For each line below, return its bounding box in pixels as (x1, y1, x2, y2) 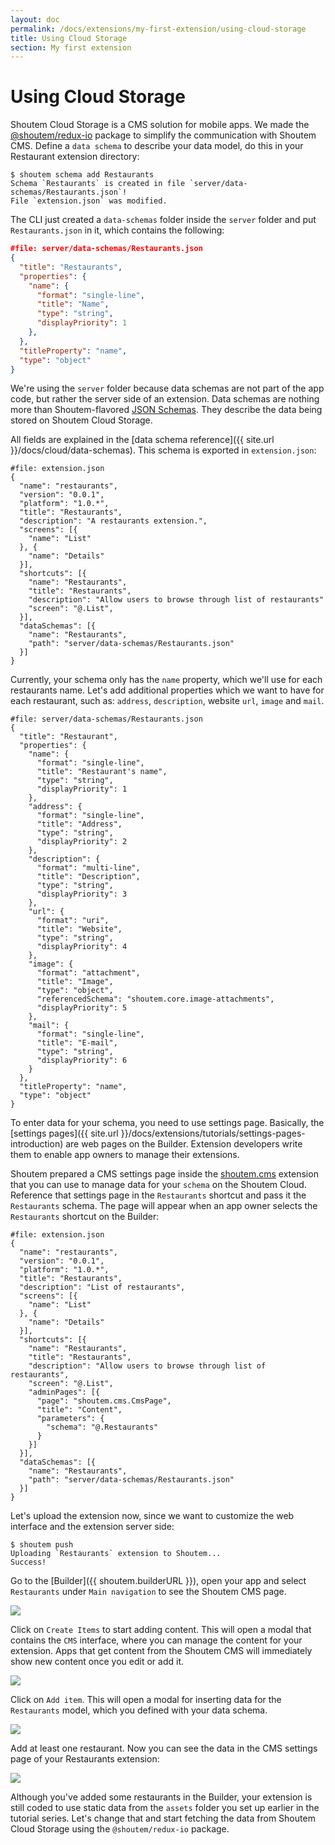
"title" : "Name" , (36, 299, 110, 310)
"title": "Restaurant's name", (36, 767, 168, 777)
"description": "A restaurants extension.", (19, 516, 208, 526)
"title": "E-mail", (36, 1038, 118, 1048)
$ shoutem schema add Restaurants (10, 170, 155, 180)
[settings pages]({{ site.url (10, 1127, 119, 1140)
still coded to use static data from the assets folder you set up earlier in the (10, 1802, 320, 1814)
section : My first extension (10, 42, 132, 53)
